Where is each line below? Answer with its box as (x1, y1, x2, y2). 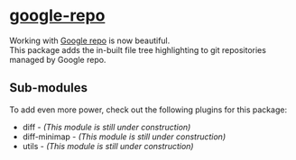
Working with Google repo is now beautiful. (9, 35, 171, 46)
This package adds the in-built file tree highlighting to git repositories (9, 44, 266, 55)
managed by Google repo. (9, 54, 106, 65)
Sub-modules (9, 80, 88, 95)
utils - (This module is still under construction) (22, 140, 194, 151)
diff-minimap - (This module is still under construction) (22, 131, 227, 142)
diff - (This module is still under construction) (22, 121, 191, 132)
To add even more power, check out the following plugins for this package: (9, 104, 287, 115)
